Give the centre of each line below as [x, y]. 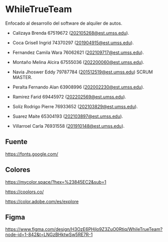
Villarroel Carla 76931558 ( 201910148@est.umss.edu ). [68, 126]
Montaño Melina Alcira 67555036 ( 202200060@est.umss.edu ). [78, 62]
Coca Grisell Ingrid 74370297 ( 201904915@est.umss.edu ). [73, 43]
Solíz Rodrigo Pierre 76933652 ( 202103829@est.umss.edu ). [75, 106]
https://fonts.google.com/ [32, 154]
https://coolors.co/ [25, 192]
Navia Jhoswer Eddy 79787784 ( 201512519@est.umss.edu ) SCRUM [83, 72]
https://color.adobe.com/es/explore [42, 201]
